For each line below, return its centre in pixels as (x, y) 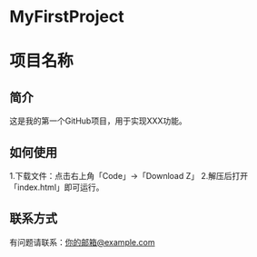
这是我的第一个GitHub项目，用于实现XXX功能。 (99, 121)
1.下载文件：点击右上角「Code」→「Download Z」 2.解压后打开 (129, 176)
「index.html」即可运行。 (57, 187)
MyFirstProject (67, 17)
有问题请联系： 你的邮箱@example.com (82, 242)
